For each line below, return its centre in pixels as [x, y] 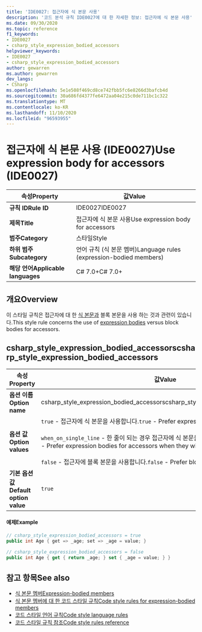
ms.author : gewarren [32, 74]
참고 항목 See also [38, 577]
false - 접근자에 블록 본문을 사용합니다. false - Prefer [114, 462]
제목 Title [22, 223]
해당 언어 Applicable [37, 268]
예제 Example [22, 522]
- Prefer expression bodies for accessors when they [115, 446]
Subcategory [28, 258]
